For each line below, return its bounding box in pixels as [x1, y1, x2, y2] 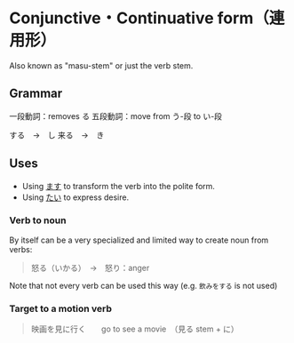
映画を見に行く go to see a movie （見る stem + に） [30, 323, 240, 334]
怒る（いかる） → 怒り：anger [30, 262, 150, 273]
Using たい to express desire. [21, 192, 130, 203]
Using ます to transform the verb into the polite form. [21, 180, 216, 191]
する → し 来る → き [9, 130, 105, 140]
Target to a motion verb [9, 302, 113, 315]
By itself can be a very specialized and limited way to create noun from [9, 235, 269, 245]
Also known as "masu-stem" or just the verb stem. [9, 60, 194, 71]
